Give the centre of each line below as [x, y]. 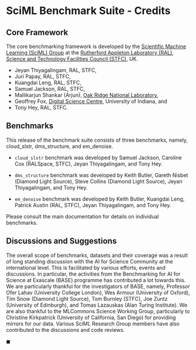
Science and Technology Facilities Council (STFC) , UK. [72, 59]
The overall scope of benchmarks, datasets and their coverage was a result [97, 255]
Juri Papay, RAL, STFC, [43, 76]
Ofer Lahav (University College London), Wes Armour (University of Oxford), [98, 292]
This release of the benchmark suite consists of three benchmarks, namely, [97, 140]
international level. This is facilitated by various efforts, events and [86, 267]
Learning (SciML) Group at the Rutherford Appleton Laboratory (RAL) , [90, 53]
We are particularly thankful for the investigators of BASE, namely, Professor [98, 286]
